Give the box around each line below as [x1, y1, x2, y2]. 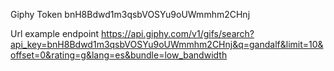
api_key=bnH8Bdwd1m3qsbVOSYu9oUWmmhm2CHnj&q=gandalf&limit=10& [10, 39, 324, 50]
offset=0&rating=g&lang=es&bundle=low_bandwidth [10, 49, 228, 61]
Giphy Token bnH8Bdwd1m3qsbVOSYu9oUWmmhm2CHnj [10, 9, 251, 20]
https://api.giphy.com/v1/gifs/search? [101, 28, 255, 39]
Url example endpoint [10, 28, 100, 39]
